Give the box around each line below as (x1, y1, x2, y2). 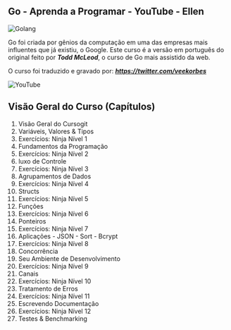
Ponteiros (18, 216, 46, 225)
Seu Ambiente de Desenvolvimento (18, 254, 120, 263)
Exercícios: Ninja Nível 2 (18, 149, 89, 158)
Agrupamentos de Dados (18, 172, 92, 181)
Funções (18, 202, 44, 210)
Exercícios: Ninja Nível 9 (18, 262, 89, 270)
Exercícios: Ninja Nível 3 (18, 164, 89, 173)
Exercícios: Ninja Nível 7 (18, 224, 89, 233)
